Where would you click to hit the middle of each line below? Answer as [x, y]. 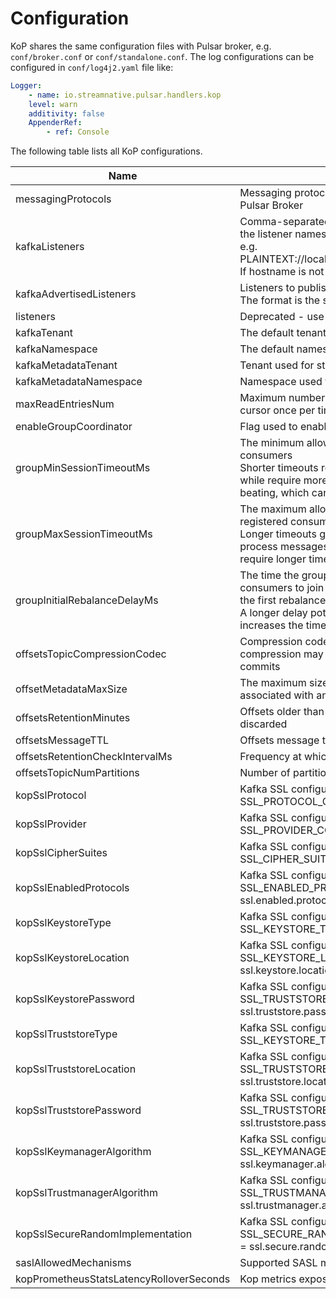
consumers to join [282, 588]
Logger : [26, 85]
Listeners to [267, 288]
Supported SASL [278, 1263]
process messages [284, 547]
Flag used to [268, 427]
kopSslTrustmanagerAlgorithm [87, 1193]
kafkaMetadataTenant [66, 365]
